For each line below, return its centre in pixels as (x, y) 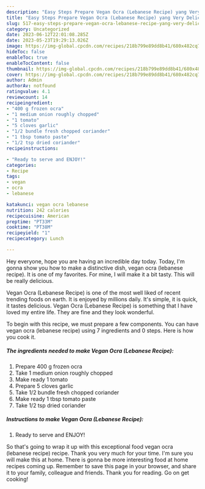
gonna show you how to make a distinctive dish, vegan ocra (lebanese (95, 268)
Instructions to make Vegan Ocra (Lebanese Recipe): (75, 419)
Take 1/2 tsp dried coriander (51, 405)
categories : (21, 165)
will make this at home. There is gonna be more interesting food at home (97, 460)
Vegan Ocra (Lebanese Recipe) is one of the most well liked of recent (94, 292)
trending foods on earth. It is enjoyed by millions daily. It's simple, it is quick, (102, 299)
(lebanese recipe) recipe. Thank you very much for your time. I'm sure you (100, 453)
